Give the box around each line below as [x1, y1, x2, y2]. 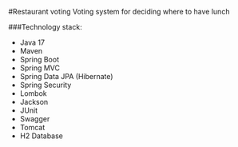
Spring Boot [19, 55, 60, 64]
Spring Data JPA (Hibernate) [19, 72, 113, 81]
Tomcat [19, 123, 46, 132]
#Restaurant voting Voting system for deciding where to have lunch [8, 7, 230, 16]
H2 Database [19, 131, 64, 141]
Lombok [19, 89, 48, 98]
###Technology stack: [8, 22, 82, 31]
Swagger [19, 114, 50, 123]
